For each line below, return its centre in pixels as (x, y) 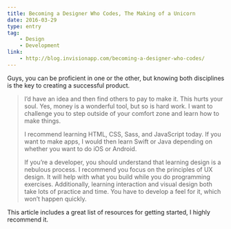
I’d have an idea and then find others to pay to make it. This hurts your (123, 99)
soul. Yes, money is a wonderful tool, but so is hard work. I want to (118, 106)
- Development (40, 46)
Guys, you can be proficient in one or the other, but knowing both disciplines (116, 78)
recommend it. (28, 219)
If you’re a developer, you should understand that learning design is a (122, 162)
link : (15, 52)
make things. (42, 121)
